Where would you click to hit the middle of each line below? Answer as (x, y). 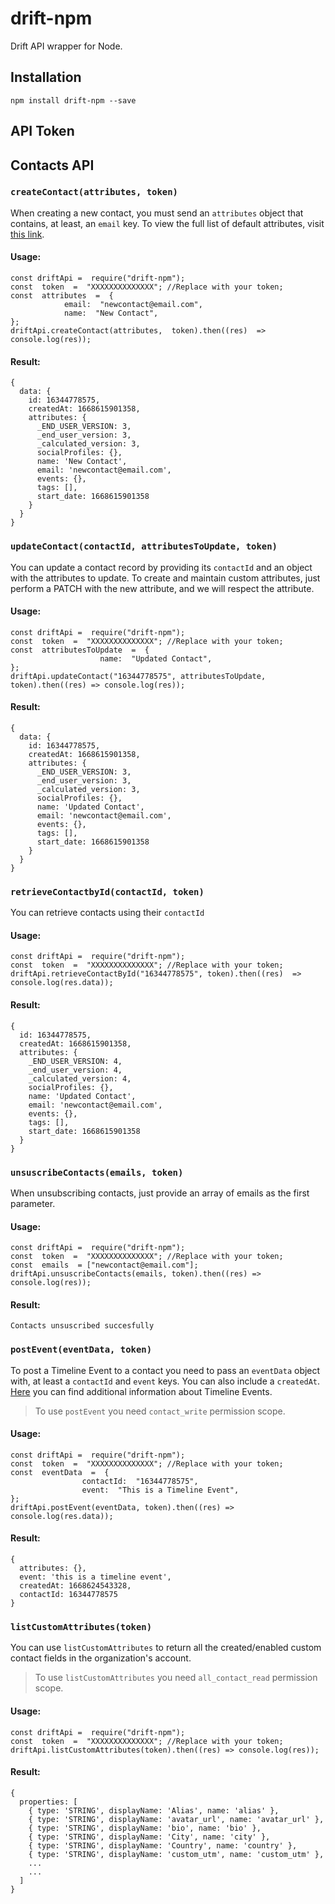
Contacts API (52, 165)
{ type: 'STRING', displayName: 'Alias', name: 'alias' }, (154, 1810)
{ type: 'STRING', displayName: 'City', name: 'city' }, (149, 1837)
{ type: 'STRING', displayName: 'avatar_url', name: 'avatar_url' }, (176, 1819)
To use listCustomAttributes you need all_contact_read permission (176, 1678)
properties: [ (48, 1802)
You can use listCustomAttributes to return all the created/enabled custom (166, 1648)
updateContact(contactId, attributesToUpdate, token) (144, 546)
